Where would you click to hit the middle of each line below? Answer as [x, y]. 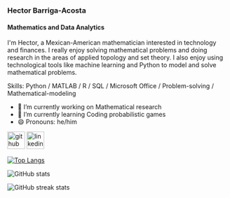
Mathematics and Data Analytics [56, 27]
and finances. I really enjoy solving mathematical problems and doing [107, 50]
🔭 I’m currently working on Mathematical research [89, 107]
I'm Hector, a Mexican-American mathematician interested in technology [112, 43]
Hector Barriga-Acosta [47, 10]
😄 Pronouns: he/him [47, 122]
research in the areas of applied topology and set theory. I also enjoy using [115, 57]
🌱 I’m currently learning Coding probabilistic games [92, 115]
